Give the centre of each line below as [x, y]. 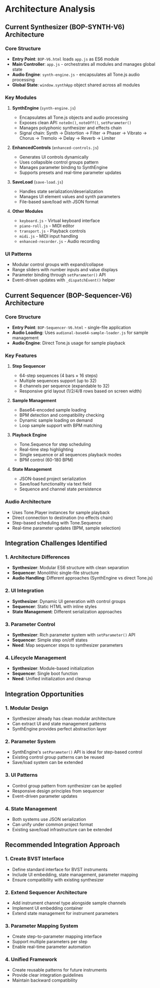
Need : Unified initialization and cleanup [52, 679]
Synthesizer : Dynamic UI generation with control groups [69, 601]
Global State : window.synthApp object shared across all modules [76, 85]
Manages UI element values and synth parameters [70, 197]
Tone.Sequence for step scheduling [55, 445]
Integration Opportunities [44, 694]
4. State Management [31, 808]
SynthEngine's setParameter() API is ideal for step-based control [77, 752]
